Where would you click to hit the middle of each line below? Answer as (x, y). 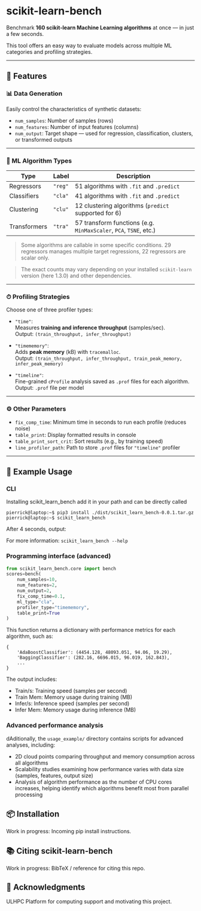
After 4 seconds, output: (36, 529)
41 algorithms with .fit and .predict (127, 195)
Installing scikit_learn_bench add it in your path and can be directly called (97, 502)
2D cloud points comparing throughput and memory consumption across (105, 756)
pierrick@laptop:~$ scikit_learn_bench (56, 518)
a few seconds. (25, 33)
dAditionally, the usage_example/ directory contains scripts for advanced (95, 738)
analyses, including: (31, 745)
